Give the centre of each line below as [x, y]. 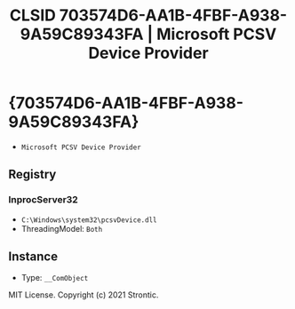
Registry [32, 174]
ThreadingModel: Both [62, 228]
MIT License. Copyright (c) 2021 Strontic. [84, 295]
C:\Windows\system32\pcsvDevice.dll [89, 220]
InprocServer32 [44, 200]
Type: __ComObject [55, 278]
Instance [33, 257]
